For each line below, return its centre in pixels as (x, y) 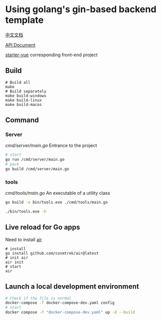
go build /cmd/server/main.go (37, 169)
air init (14, 262)
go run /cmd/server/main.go (35, 160)
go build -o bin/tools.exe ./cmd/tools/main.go (57, 202)
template (25, 20)
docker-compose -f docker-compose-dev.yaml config (60, 303)
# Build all (18, 82)
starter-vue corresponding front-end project (52, 55)
